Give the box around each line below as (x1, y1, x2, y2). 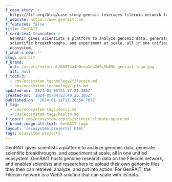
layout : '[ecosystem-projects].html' (5, 126, 86, 131)
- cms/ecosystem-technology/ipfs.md (10, 83, 88, 88)
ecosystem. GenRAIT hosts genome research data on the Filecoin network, (5, 155, 164, 162)
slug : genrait (5, 55, 36, 60)
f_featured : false (5, 21, 45, 27)
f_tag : (5, 102, 19, 108)
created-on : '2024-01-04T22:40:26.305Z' (5, 93, 93, 98)
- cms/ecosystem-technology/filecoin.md (10, 79, 97, 84)
